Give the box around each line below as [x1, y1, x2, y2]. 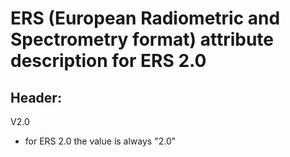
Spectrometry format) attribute [10, 28, 274, 51]
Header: [10, 89, 62, 106]
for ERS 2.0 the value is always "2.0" [24, 135, 177, 147]
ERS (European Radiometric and [10, 7, 281, 30]
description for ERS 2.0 [10, 50, 207, 72]
